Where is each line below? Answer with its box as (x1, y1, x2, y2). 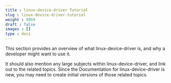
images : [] (5, 27, 31, 32)
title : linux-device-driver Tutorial (5, 7, 88, 13)
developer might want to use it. (5, 51, 71, 57)
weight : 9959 (5, 17, 36, 22)
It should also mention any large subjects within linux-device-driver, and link (5, 61, 166, 67)
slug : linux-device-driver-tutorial (5, 12, 86, 17)
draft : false (5, 22, 36, 27)
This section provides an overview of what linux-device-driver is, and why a (5, 46, 165, 51)
